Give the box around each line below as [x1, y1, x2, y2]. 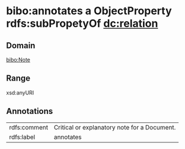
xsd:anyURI [6, 89, 34, 96]
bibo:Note [6, 56, 31, 63]
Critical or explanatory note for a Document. [53, 123, 176, 131]
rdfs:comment [9, 123, 49, 131]
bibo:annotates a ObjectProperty [6, 4, 172, 18]
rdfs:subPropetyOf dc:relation [6, 17, 158, 30]
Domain [6, 40, 36, 50]
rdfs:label [9, 132, 36, 141]
